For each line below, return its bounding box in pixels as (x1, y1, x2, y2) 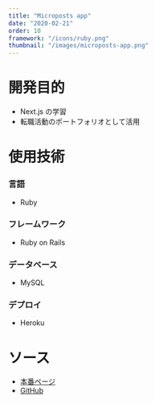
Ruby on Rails (19, 238, 66, 247)
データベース (8, 258, 58, 270)
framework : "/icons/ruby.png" (8, 34, 110, 43)
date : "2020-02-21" (8, 19, 74, 27)
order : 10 (8, 26, 42, 35)
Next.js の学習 (19, 107, 67, 116)
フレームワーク (8, 218, 67, 230)
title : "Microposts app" (8, 11, 92, 20)
